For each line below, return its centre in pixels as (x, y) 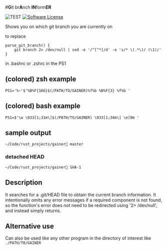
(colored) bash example (43, 106)
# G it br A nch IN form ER (28, 7)
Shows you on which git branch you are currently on (59, 26)
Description (24, 183)
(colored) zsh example (41, 79)
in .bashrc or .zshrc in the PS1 (36, 63)
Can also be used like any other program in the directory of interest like (78, 238)
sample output (28, 133)
